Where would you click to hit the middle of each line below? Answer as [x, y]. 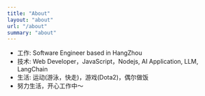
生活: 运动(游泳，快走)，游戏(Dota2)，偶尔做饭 [83, 77]
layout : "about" [30, 20]
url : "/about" [27, 26]
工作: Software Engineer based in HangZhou [80, 53]
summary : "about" [32, 33]
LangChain [32, 69]
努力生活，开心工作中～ [50, 86]
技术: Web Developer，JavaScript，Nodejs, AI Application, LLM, [108, 62]
